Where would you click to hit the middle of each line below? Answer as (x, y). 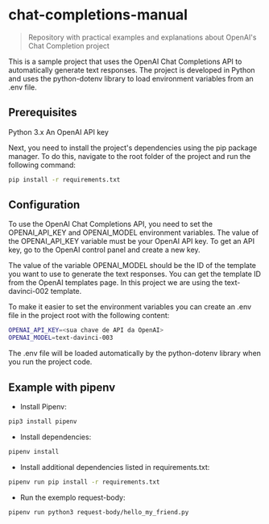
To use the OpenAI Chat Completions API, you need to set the (111, 224)
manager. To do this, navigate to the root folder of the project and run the (130, 156)
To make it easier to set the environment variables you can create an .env (130, 307)
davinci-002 (29, 291)
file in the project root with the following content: (89, 316)
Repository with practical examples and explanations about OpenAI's (142, 37)
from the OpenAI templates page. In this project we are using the (116, 283)
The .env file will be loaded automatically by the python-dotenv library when (135, 354)
